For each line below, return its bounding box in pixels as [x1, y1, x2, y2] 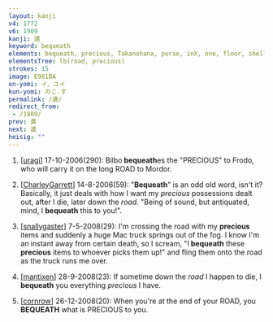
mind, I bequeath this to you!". [19, 205, 123, 215]
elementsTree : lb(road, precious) [8, 58, 126, 66]
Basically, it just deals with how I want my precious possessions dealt [19, 188, 253, 198]
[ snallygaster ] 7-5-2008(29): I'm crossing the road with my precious [19, 221, 250, 231]
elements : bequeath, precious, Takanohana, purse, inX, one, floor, [8, 50, 245, 58]
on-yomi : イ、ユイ [8, 80, 66, 88]
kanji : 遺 [8, 34, 41, 43]
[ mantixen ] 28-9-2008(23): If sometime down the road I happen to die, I [19, 272, 262, 281]
